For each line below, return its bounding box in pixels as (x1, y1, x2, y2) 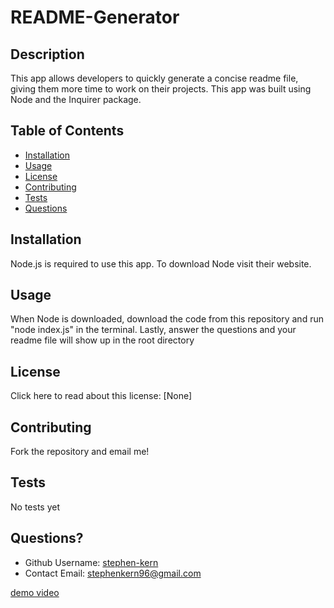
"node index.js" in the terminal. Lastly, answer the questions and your (10, 324, 297, 336)
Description (10, 46, 85, 63)
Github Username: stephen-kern (24, 556, 159, 568)
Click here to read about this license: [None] (10, 390, 193, 402)
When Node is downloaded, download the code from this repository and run (10, 313, 324, 325)
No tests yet (10, 501, 60, 513)
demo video (10, 586, 60, 598)
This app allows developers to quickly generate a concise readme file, (10, 72, 299, 84)
